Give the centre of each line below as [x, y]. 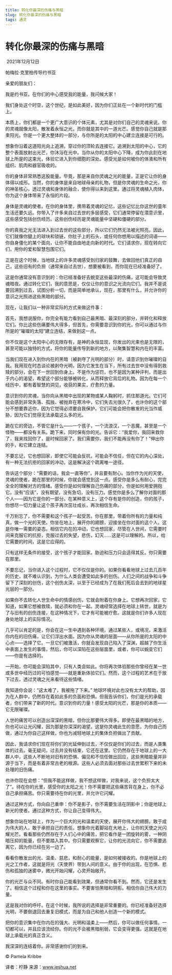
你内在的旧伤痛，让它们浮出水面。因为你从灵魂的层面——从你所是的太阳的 [84, 637]
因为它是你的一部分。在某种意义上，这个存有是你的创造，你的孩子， [95, 499]
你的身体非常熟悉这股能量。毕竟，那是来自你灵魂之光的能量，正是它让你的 [84, 176]
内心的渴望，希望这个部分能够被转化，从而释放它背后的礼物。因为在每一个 [88, 378]
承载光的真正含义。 [34, 936]
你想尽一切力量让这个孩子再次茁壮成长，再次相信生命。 [63, 505]
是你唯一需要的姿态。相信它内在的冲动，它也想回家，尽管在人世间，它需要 [84, 529]
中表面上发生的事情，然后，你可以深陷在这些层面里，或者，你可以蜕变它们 [84, 649]
